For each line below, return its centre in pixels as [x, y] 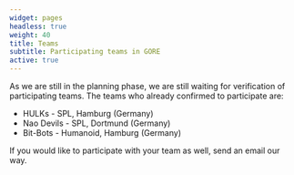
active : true [34, 60]
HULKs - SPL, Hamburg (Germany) [88, 113]
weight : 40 [30, 35]
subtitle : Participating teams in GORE [85, 52]
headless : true [38, 26]
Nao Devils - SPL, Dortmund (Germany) [96, 123]
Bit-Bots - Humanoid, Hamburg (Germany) [102, 133]
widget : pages [36, 18]
